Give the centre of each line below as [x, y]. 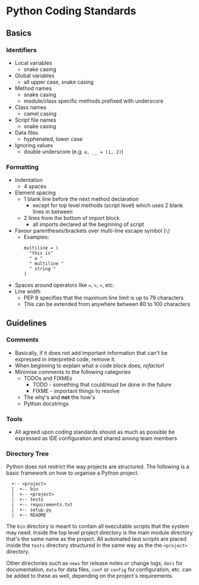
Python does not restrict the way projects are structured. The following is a [98, 467]
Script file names [35, 120]
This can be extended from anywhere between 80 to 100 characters [107, 304]
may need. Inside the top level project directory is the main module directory [99, 533]
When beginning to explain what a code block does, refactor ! [89, 366]
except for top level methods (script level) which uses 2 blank [108, 205]
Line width [27, 292]
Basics [19, 33]
